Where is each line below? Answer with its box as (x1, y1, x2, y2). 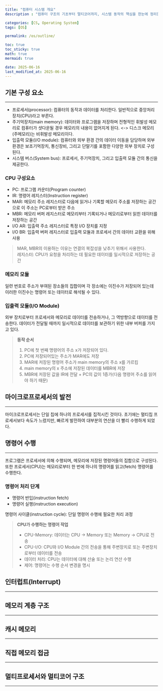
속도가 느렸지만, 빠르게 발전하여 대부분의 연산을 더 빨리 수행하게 (26, 417, 147, 423)
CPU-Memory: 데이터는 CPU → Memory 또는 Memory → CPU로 (24, 532, 149, 538)
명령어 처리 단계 (5, 483, 40, 489)
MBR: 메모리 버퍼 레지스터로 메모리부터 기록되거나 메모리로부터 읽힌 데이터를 (12, 211, 158, 217)
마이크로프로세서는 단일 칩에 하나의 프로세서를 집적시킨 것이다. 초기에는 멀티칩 (5, 411, 153, 417)
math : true (5, 51, 27, 56)
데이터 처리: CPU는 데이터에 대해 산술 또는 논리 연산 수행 (24, 556, 132, 562)
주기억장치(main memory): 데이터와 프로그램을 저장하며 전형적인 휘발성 (12, 119, 148, 125)
